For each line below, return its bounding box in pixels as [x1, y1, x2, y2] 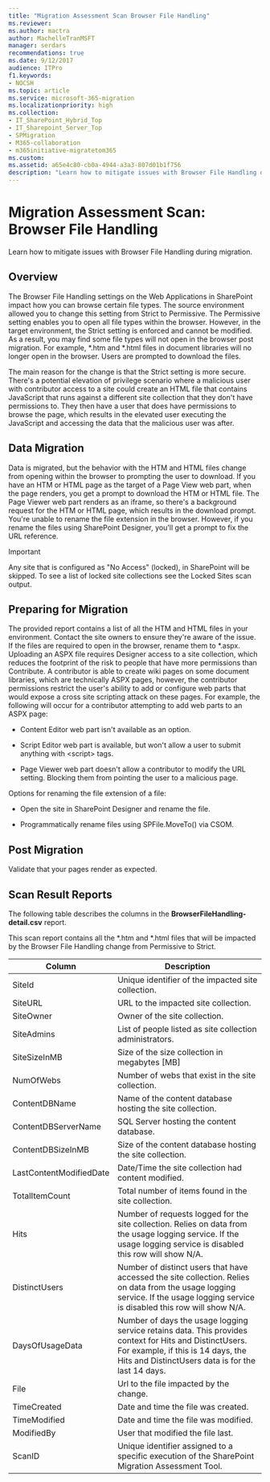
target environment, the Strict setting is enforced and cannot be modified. [8, 325, 252, 335]
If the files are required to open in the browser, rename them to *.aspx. [8, 641, 241, 651]
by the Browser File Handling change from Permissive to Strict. [8, 942, 217, 951]
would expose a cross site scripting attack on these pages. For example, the [8, 692, 260, 702]
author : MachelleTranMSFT [8, 34, 95, 43]
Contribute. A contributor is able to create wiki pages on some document [8, 666, 250, 676]
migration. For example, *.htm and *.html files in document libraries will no [8, 342, 252, 352]
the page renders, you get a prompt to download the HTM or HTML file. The [8, 488, 260, 498]
